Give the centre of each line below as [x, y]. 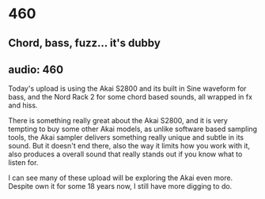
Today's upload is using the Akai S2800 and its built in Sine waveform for [127, 88]
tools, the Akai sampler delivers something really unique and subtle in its [126, 137]
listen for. [23, 163]
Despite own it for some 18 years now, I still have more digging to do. [120, 186]
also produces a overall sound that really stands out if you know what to [125, 154]
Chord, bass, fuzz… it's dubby [84, 43]
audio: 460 [36, 69]
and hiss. [23, 105]
